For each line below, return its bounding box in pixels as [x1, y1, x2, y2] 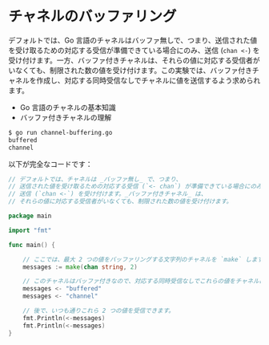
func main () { [8, 241, 56, 249]
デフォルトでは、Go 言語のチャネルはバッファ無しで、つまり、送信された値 [8, 35, 258, 45]
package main [8, 212, 52, 221]
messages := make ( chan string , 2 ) [22, 262, 138, 271]
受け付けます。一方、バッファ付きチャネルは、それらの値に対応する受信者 [8, 55, 254, 65]
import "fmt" [8, 226, 52, 234]
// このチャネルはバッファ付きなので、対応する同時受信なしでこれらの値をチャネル [22, 278, 259, 286]
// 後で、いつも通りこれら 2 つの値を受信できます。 [22, 306, 175, 315]
